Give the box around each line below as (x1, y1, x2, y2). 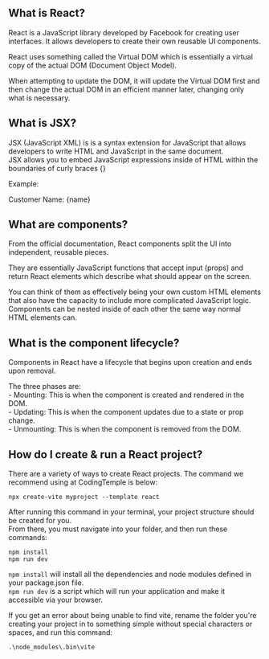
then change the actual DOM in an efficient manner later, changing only (8, 84, 245, 94)
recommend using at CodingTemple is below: (8, 477, 158, 487)
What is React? (8, 6, 86, 20)
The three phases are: (8, 382, 82, 391)
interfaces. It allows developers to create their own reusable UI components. (8, 36, 261, 46)
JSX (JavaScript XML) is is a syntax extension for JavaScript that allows (8, 137, 247, 147)
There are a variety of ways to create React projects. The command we (8, 469, 244, 479)
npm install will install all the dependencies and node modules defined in (8, 570, 251, 579)
